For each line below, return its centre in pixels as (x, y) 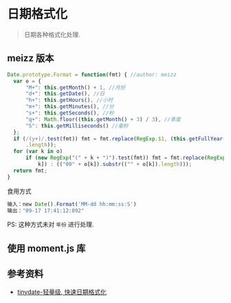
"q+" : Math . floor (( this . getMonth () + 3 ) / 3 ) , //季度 (103, 119)
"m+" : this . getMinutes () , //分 (70, 107)
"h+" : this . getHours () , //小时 (69, 101)
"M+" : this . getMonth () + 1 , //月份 (75, 87)
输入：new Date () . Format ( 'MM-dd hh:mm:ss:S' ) (72, 204)
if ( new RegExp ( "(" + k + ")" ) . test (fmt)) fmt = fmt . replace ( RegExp (125, 158)
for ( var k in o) (38, 151)
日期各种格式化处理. (52, 34)
